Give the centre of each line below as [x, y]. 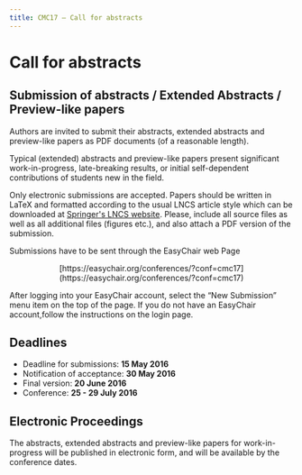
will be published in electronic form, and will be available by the [162, 452]
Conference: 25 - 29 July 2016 [80, 393]
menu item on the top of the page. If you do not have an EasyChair [133, 305]
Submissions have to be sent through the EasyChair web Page [125, 251]
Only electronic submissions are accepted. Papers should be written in [141, 195]
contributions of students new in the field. [87, 178]
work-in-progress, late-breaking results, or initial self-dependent [129, 168]
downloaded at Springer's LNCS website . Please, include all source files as [149, 214]
